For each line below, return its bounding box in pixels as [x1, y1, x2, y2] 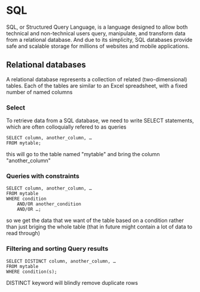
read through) [6, 230, 41, 237]
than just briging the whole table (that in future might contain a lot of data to [6, 223, 193, 230]
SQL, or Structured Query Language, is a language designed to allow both [6, 23, 188, 31]
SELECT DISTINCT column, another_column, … [6, 258, 116, 264]
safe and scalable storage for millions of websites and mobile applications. [6, 42, 190, 50]
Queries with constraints [6, 172, 79, 180]
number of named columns [6, 88, 73, 96]
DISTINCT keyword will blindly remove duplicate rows [6, 279, 139, 286]
